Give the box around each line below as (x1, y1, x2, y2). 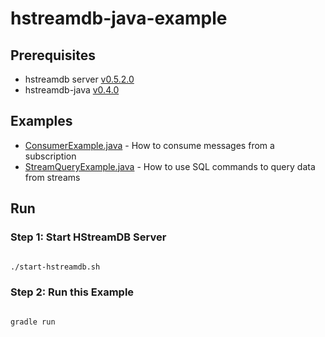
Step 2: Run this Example (10, 285, 135, 299)
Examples (10, 113, 73, 130)
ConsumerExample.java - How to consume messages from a (24, 139, 275, 151)
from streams (24, 171, 81, 183)
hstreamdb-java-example (10, 7, 228, 30)
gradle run (10, 317, 56, 327)
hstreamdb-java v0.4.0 (24, 84, 120, 96)
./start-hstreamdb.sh (10, 262, 101, 272)
